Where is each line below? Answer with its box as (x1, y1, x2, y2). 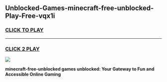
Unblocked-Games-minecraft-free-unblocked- (5, 4, 154, 12)
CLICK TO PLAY (5, 27, 44, 34)
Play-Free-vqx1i (5, 12, 55, 20)
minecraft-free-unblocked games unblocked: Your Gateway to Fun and (5, 66, 155, 72)
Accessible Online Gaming (5, 71, 61, 77)
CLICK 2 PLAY (5, 45, 40, 52)
